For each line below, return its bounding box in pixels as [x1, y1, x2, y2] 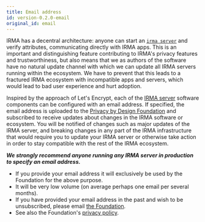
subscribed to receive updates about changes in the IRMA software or [6, 114, 184, 121]
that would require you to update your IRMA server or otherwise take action [6, 133, 197, 141]
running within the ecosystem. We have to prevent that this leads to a [6, 70, 181, 77]
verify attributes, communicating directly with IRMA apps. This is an [6, 43, 177, 51]
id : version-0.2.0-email [6, 15, 70, 21]
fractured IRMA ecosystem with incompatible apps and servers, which [6, 76, 184, 83]
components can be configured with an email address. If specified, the [6, 101, 185, 108]
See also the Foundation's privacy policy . [15, 209, 119, 216]
